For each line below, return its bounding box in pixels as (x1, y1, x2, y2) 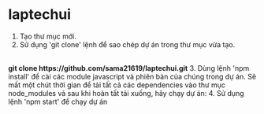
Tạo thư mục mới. (19, 31, 76, 41)
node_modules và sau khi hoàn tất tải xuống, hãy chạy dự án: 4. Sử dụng (8, 88, 244, 97)
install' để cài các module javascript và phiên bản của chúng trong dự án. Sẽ (8, 72, 257, 81)
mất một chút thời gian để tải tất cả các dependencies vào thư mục (8, 80, 226, 90)
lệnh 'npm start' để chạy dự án (8, 97, 108, 106)
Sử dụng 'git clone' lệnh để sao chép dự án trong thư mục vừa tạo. (19, 39, 236, 49)
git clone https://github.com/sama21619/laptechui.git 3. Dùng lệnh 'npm (8, 63, 250, 72)
